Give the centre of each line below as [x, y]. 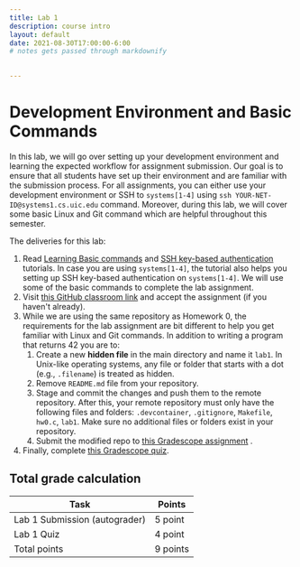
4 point [169, 534]
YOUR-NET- [254, 195]
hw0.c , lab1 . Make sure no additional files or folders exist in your [155, 422]
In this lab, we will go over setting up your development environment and [144, 156]
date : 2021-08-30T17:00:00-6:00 [70, 43]
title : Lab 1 [34, 18]
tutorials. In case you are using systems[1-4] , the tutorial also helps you [155, 268]
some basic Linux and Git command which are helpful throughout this [138, 214]
